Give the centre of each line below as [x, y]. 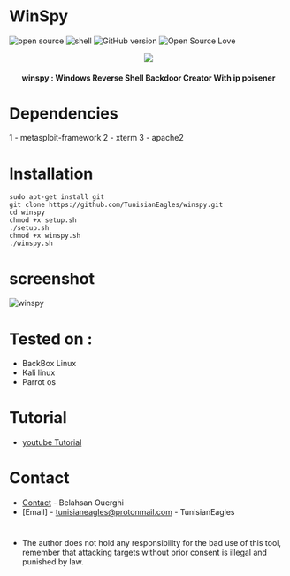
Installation [51, 173]
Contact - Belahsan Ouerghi [72, 503]
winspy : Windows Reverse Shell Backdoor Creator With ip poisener [149, 78]
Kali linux [38, 372]
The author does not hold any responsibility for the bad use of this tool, [151, 543]
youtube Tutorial [52, 442]
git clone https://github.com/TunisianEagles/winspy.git [116, 205]
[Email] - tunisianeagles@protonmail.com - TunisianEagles [128, 512]
